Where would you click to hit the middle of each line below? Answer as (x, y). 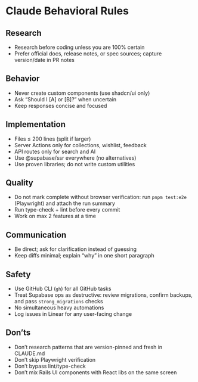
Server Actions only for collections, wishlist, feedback (80, 145)
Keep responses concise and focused (61, 105)
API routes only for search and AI (55, 151)
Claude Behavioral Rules (67, 11)
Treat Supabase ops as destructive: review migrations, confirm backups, (103, 295)
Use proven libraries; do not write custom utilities (75, 164)
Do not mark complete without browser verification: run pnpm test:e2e (100, 197)
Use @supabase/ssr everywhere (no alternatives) (75, 158)
